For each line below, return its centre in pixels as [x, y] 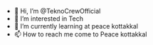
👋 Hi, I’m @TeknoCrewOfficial [57, 11]
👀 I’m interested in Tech [49, 19]
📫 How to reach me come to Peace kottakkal [80, 34]
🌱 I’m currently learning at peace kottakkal [76, 26]
